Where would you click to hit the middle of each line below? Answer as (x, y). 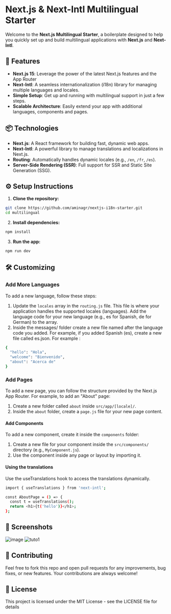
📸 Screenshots (29, 527)
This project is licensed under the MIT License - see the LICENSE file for (81, 602)
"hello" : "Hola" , (28, 352)
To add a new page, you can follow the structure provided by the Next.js (81, 391)
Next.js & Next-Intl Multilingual (72, 9)
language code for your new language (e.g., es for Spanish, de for (82, 316)
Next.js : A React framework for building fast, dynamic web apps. (81, 143)
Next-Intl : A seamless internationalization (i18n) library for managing (85, 84)
